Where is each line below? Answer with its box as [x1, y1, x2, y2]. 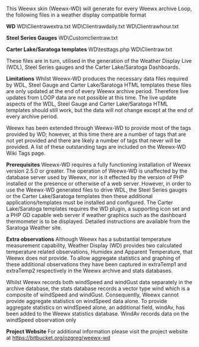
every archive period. [6, 113, 58, 120]
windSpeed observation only [6, 317, 77, 323]
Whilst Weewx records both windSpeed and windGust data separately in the [6, 279, 192, 285]
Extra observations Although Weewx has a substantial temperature [6, 235, 172, 243]
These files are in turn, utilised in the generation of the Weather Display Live [6, 58, 192, 64]
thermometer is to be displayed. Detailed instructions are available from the [6, 218, 191, 225]
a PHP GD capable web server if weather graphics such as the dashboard [6, 212, 187, 218]
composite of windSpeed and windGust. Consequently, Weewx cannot [6, 291, 179, 298]
